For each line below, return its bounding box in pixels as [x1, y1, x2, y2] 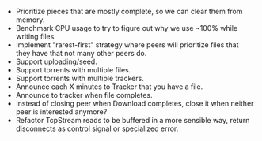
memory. [15, 15, 45, 24]
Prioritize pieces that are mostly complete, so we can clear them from [15, 7, 243, 16]
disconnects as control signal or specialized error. [15, 124, 179, 133]
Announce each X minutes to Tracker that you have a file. [15, 82, 203, 91]
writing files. [15, 32, 57, 41]
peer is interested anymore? [15, 107, 108, 117]
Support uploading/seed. [15, 57, 97, 66]
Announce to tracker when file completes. [15, 91, 153, 99]
